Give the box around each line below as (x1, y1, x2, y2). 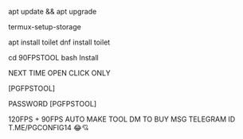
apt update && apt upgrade (8, 7, 97, 16)
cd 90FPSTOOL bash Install (8, 53, 99, 62)
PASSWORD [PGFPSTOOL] (8, 99, 97, 108)
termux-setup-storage (8, 22, 81, 31)
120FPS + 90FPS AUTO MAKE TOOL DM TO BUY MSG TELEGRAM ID (8, 114, 236, 124)
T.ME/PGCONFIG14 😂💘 (8, 123, 89, 132)
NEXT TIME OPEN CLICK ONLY (8, 68, 111, 78)
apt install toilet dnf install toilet (8, 37, 111, 47)
